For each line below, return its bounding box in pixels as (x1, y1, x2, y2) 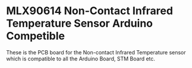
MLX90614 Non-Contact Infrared (6, 4, 174, 18)
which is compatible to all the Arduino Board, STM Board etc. (6, 55, 156, 62)
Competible (6, 30, 65, 43)
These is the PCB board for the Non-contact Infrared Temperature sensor (6, 48, 186, 56)
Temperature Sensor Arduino (6, 17, 153, 30)
